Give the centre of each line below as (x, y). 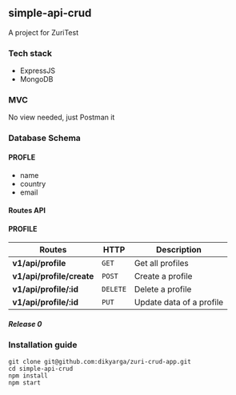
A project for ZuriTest (43, 32)
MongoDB (36, 79)
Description (178, 250)
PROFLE (22, 157)
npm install (28, 376)
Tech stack (30, 53)
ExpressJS (38, 71)
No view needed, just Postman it (62, 117)
